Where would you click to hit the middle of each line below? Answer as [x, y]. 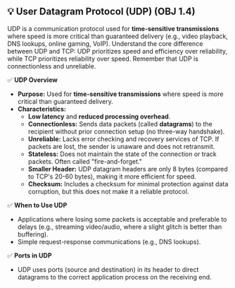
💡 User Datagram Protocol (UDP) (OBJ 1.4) [101, 12]
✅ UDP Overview [32, 80]
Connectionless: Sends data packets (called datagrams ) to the [120, 124]
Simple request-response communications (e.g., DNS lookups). [109, 241]
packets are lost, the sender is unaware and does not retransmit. [121, 146]
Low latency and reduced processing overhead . [99, 116]
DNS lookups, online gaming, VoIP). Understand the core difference [105, 43]
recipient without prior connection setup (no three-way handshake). [126, 131]
